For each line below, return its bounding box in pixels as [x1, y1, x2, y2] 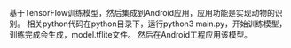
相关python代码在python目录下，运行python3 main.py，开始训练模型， [26, 18, 287, 29]
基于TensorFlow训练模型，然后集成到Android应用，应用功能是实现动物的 [9, 8, 275, 17]
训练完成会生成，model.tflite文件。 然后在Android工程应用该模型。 [9, 30, 253, 39]
